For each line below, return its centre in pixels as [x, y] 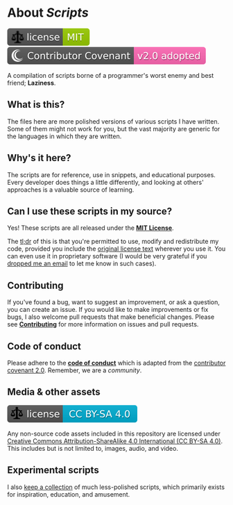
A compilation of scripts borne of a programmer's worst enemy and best [111, 75]
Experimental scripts [53, 470]
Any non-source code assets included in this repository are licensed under [114, 433]
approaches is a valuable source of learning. [71, 190]
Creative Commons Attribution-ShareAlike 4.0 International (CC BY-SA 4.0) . [115, 441]
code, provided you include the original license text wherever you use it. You [116, 249]
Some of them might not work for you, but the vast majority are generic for [114, 129]
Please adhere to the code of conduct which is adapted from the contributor [116, 363]
